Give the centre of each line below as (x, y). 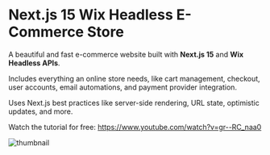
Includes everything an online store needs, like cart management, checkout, (134, 78)
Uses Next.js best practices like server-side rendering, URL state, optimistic (134, 103)
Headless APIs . (34, 63)
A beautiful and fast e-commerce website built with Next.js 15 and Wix (126, 54)
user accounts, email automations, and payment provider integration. (123, 87)
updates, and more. (41, 111)
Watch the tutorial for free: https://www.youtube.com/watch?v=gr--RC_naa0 (135, 127)
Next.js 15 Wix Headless (91, 15)
